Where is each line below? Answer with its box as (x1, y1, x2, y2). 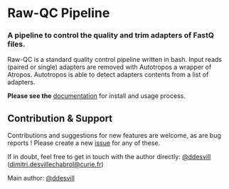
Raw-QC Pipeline (7, 5, 110, 21)
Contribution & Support (7, 112, 113, 124)
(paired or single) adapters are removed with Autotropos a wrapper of (7, 63, 212, 72)
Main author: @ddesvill (7, 174, 75, 183)
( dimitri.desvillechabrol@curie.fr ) (7, 160, 105, 168)
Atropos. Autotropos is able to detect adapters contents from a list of (7, 70, 209, 79)
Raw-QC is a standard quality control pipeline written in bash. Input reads (7, 55, 223, 64)
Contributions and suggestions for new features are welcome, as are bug (7, 131, 222, 140)
